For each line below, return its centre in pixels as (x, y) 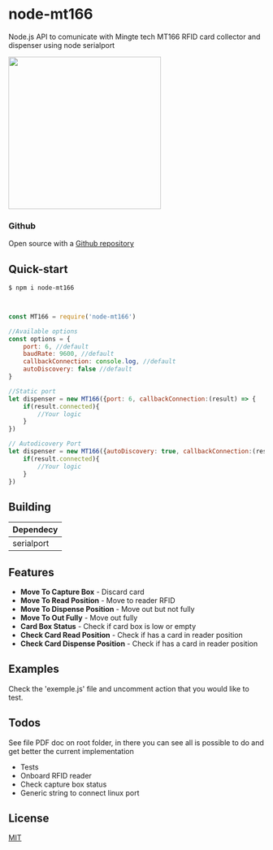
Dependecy (35, 530)
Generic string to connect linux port (80, 792)
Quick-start (38, 269)
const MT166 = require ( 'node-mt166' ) (72, 317)
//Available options (43, 331)
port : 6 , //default (56, 346)
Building (30, 507)
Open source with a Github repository (71, 244)
